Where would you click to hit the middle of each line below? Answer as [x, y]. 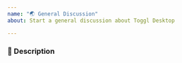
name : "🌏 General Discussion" [53, 14]
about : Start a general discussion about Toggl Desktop [91, 21]
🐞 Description [31, 52]
